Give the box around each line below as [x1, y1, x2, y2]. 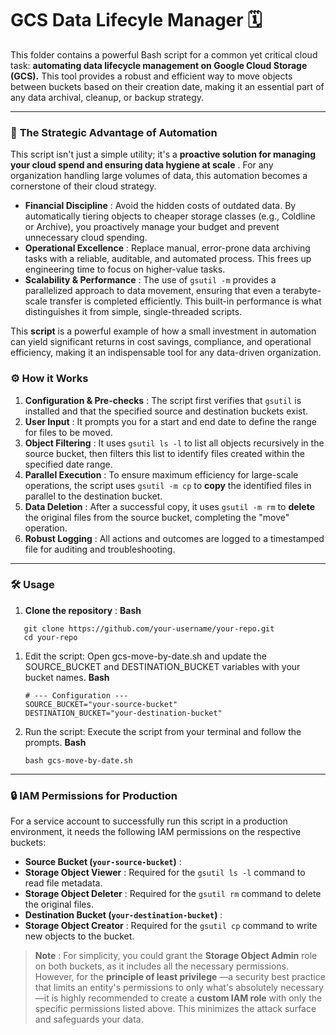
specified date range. [24, 458, 113, 470]
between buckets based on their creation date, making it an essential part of [10, 80, 325, 92]
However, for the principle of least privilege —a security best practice [34, 971, 326, 983]
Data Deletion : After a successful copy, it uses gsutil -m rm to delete [24, 500, 316, 512]
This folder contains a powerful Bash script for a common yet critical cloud [10, 48, 318, 61]
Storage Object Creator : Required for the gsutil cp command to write [24, 920, 318, 932]
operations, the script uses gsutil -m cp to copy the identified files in [24, 479, 312, 491]
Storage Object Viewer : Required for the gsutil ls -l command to [24, 867, 306, 879]
